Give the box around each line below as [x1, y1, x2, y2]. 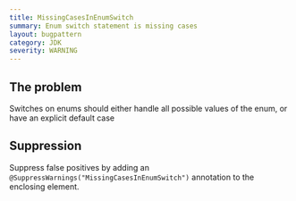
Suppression [9, 138, 82, 154]
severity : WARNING [9, 46, 78, 55]
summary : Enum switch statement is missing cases [9, 21, 199, 30]
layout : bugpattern [9, 29, 82, 38]
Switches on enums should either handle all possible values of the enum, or [9, 103, 288, 113]
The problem [9, 80, 82, 95]
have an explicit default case [9, 113, 114, 123]
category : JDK [9, 38, 63, 47]
